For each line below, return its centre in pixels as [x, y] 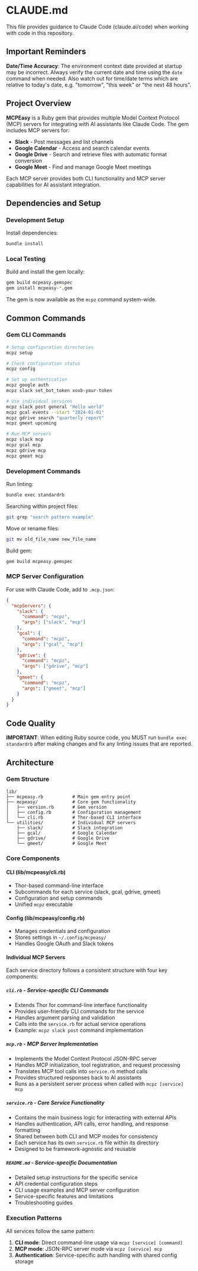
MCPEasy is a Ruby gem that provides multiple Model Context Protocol [93, 118]
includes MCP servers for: [38, 130]
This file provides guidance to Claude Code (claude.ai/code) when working [98, 27]
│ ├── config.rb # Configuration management [74, 812]
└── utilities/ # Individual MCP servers [71, 823]
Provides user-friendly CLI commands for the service [79, 1011]
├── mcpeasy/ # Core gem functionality [71, 802]
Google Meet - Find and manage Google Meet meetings [83, 167]
